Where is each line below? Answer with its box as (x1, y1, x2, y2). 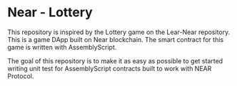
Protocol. (7, 72, 34, 80)
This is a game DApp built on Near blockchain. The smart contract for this (7, 35, 223, 43)
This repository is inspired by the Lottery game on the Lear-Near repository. (7, 28, 231, 36)
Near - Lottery (7, 4, 93, 21)
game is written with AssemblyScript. (7, 43, 117, 51)
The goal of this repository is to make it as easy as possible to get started (7, 56, 223, 65)
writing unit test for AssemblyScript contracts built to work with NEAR (7, 64, 212, 72)
